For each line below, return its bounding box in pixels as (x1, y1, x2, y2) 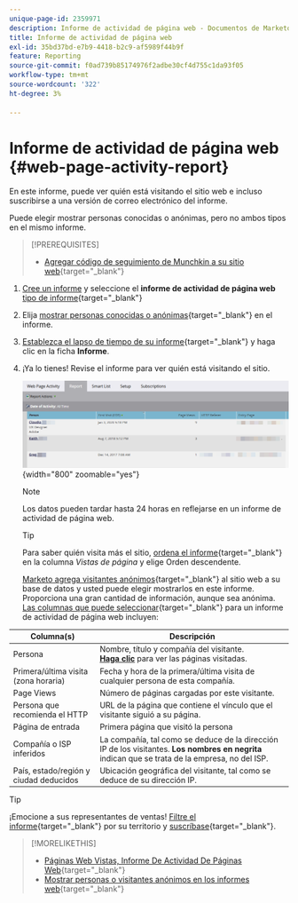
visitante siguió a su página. (99, 709, 201, 720)
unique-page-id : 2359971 (9, 14, 101, 23)
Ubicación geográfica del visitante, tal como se (99, 764, 271, 776)
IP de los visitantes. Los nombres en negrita (99, 743, 263, 754)
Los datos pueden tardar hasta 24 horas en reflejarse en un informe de (21, 503, 282, 514)
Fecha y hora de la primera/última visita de (99, 666, 255, 677)
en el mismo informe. (9, 222, 87, 233)
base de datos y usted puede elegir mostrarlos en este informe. (21, 582, 255, 594)
